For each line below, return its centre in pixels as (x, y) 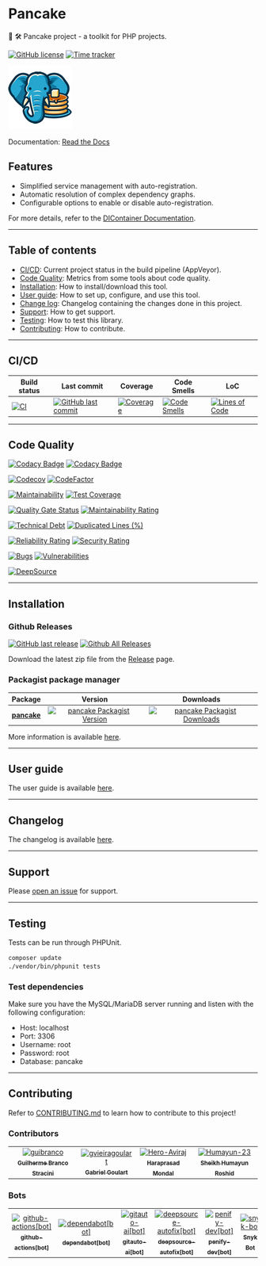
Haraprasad (163, 1163)
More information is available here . (65, 736)
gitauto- (134, 1241)
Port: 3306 (37, 1036)
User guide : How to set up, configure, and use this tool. (110, 295)
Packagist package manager (64, 680)
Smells (183, 390)
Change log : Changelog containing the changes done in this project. (131, 303)
